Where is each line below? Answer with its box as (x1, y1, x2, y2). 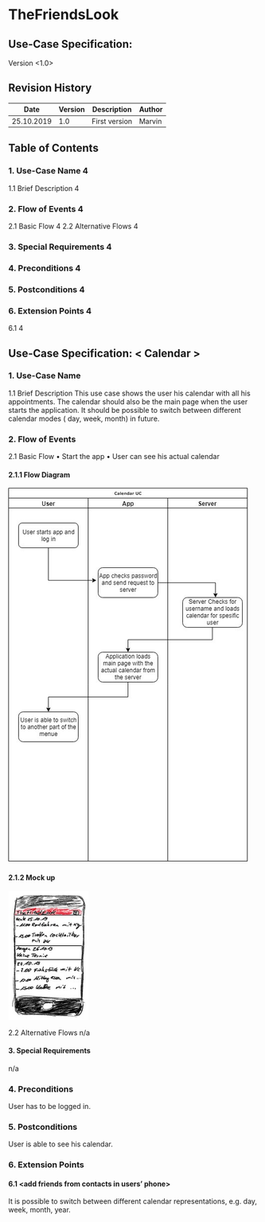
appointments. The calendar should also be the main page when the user (8, 396, 248, 407)
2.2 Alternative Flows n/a (8, 1028, 90, 1037)
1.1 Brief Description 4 (8, 183, 80, 193)
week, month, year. (8, 1205, 72, 1215)
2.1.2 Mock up (8, 873, 56, 882)
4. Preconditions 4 (8, 263, 81, 274)
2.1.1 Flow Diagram (8, 469, 70, 479)
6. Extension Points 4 (8, 305, 92, 316)
